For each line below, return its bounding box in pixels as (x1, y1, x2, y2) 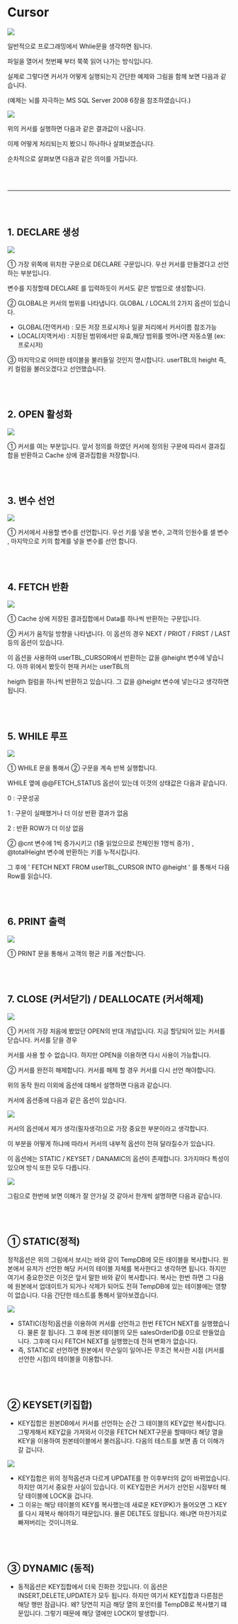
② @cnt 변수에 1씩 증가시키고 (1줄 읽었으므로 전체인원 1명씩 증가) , (7, 839, 194, 847)
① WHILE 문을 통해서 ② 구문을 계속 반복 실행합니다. (7, 763, 157, 772)
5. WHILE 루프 (7, 730, 68, 742)
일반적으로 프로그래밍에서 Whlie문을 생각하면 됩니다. (7, 42, 153, 50)
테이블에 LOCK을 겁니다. (25, 1491, 93, 1500)
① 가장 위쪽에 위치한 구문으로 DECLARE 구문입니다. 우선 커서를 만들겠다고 (7, 259, 216, 268)
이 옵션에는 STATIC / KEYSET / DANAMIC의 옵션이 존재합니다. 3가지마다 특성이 (7, 1154, 229, 1163)
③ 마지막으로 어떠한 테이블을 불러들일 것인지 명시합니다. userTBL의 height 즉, (7, 355, 227, 364)
